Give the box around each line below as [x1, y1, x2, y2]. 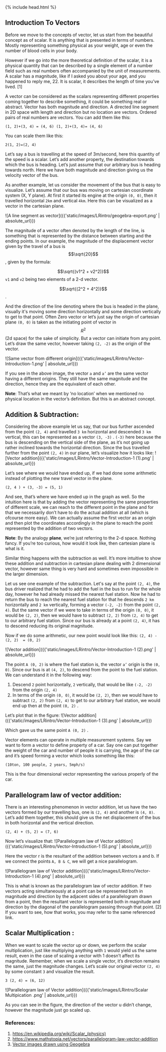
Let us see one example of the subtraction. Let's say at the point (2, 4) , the [5, 581, 160, 587]
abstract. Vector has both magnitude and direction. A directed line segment [5, 104, 159, 110]
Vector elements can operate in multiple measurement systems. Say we [5, 737, 152, 743]
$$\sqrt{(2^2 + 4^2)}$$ [59, 286, 108, 292]
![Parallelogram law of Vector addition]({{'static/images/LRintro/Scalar [5, 986, 149, 993]
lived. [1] [5, 83, 22, 89]
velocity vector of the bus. [5, 172, 59, 178]
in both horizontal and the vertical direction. [5, 820, 94, 826]
